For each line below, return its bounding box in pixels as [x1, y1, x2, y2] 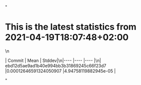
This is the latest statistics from [5, 22, 137, 32]
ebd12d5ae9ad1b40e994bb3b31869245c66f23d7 [5, 62, 107, 68]
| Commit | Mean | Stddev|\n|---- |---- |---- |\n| [5, 57, 101, 63]
